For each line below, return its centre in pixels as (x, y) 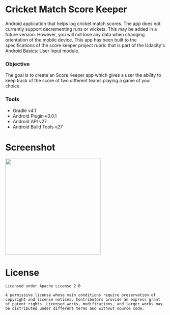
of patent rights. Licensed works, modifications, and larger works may (84, 304)
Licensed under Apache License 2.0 (43, 286)
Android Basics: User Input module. (42, 51)
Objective (18, 64)
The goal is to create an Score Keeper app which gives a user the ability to (83, 75)
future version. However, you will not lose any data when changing (75, 34)
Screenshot (30, 147)
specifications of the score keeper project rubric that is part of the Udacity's (85, 45)
